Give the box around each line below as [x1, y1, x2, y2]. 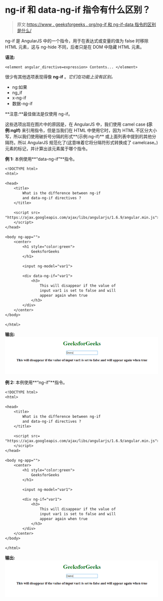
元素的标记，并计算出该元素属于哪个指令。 [5, 146, 90, 151]
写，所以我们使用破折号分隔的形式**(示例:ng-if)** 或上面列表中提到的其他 [5, 133, 152, 139]
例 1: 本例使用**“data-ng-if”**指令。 [5, 156, 78, 162]
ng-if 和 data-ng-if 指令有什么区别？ [5, 4, 151, 16]
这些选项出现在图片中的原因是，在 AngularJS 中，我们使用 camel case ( [5, 121, 148, 127]
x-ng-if [12, 94, 27, 100]
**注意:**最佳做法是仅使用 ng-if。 [5, 111, 73, 117]
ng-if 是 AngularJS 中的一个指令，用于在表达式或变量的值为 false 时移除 [5, 38, 149, 44]
